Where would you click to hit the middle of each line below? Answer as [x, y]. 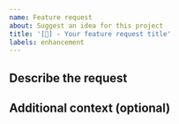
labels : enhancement [47, 42]
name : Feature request [51, 17]
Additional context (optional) [90, 108]
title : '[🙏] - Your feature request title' [90, 34]
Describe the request [68, 77]
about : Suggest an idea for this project [86, 26]
